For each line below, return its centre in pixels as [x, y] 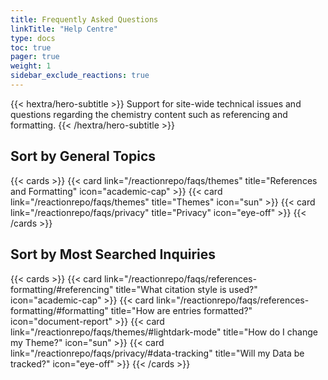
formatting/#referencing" [62, 289]
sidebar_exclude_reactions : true [80, 76]
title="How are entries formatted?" [181, 310]
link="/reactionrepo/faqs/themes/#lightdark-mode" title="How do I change [164, 332]
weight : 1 [31, 66]
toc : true [31, 47]
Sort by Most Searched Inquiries [113, 254]
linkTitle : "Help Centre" [64, 29]
